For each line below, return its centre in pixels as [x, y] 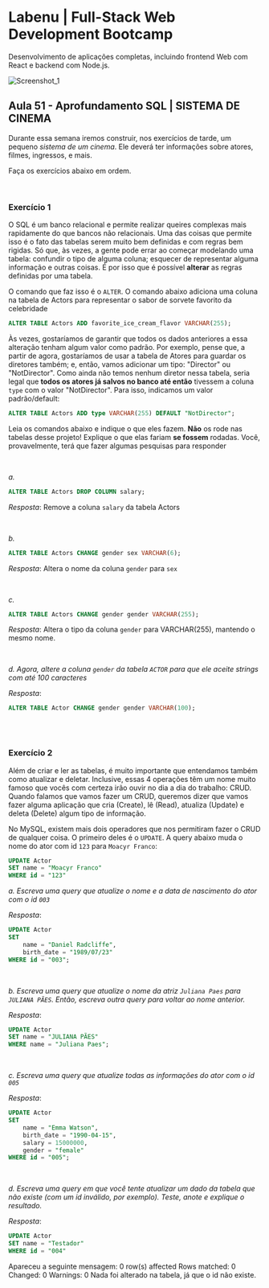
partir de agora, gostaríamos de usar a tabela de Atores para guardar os [127, 356]
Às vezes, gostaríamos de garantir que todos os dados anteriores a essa [128, 339]
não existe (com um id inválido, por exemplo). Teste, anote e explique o [126, 1197]
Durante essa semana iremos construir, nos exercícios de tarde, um [120, 138]
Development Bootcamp [91, 34]
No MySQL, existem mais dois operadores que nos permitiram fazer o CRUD [134, 829]
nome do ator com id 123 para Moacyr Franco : [83, 846]
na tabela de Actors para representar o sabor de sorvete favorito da [120, 300]
